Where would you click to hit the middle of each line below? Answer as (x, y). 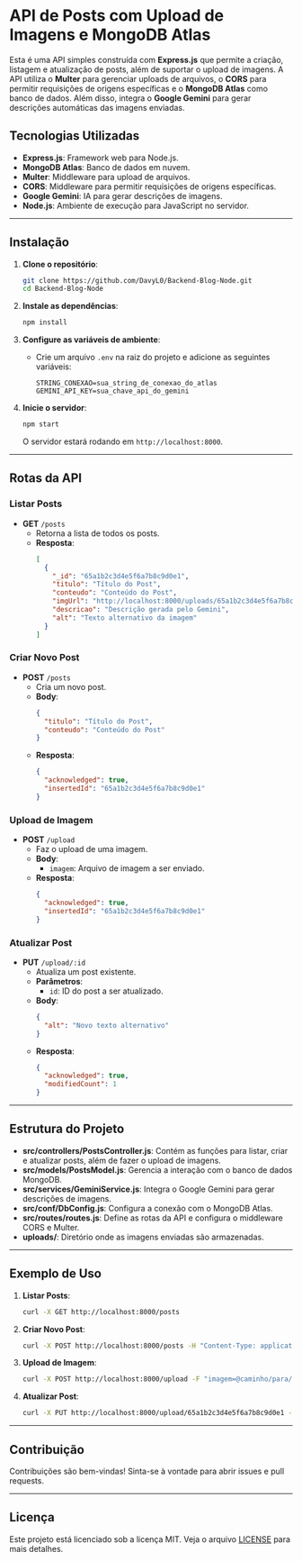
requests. (27, 1480)
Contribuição (47, 1450)
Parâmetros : (59, 981)
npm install (44, 322)
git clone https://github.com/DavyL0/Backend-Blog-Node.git (137, 280)
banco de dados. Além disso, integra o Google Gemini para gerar (130, 98)
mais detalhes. (36, 1548)
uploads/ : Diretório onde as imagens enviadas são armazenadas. (143, 1237)
